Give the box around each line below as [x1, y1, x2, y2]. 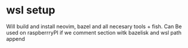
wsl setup [6, 4, 55, 17]
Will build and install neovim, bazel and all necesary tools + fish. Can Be [6, 23, 182, 30]
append [6, 35, 26, 42]
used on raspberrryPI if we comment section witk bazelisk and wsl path [6, 29, 181, 36]
